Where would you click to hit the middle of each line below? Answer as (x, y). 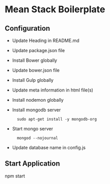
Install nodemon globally (38, 100)
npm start (15, 176)
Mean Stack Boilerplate (55, 9)
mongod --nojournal (37, 138)
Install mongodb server (36, 110)
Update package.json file (38, 50)
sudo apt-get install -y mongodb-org (57, 119)
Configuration (28, 28)
